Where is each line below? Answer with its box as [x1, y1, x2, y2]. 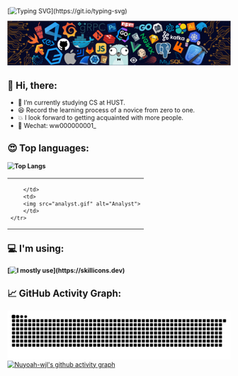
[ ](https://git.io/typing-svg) [7, 7, 127, 15]
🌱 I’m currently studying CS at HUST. [17, 98, 126, 107]
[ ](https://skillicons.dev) [7, 267, 125, 275]
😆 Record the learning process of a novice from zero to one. [17, 106, 195, 114]
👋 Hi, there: [7, 79, 58, 92]
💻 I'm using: [7, 242, 64, 255]
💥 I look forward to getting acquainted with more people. [17, 114, 184, 122]
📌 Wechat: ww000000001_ [17, 122, 97, 130]
